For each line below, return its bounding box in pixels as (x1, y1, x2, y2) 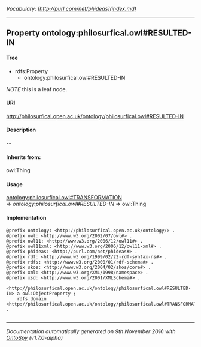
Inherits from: (6, 153, 41, 161)
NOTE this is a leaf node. (6, 85, 68, 92)
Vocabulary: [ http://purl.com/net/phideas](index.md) (6, 5, 136, 12)
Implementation (6, 214, 47, 221)
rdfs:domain (17, 295, 47, 302)
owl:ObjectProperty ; (22, 291, 77, 297)
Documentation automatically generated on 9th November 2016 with (6, 327, 176, 335)
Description (6, 126, 36, 134)
